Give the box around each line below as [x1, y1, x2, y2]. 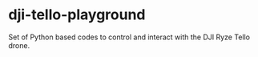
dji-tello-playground [8, 6, 146, 24]
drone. [8, 40, 30, 50]
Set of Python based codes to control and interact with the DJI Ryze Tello [8, 32, 251, 42]
